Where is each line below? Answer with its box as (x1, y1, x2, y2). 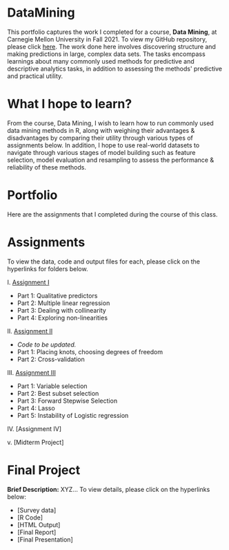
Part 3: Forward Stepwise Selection (17, 396, 118, 405)
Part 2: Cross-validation (17, 355, 85, 363)
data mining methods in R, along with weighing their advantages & (7, 126, 195, 134)
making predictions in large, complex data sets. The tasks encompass (7, 50, 206, 58)
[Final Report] (17, 528, 57, 536)
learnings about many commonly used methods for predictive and (7, 57, 195, 65)
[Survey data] (17, 506, 57, 514)
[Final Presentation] (17, 535, 74, 544)
